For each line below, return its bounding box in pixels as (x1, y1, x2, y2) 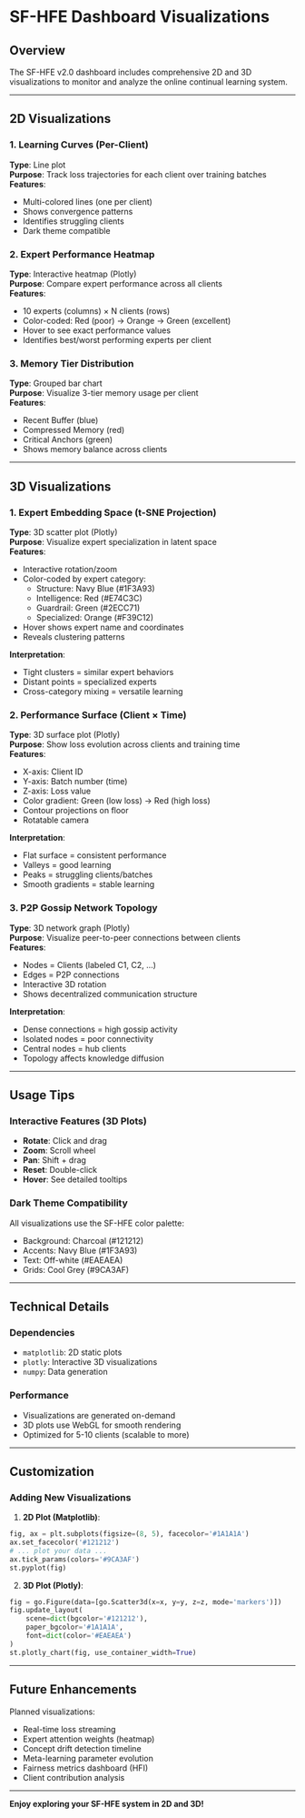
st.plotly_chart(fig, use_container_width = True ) (9, 1648, 197, 1657)
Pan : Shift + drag (22, 1155, 86, 1166)
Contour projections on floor (22, 805, 129, 816)
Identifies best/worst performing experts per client (22, 334, 212, 345)
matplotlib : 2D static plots (22, 1347, 123, 1358)
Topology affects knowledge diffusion (22, 1053, 165, 1064)
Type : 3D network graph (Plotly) (9, 922, 131, 934)
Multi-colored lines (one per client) (22, 196, 152, 207)
